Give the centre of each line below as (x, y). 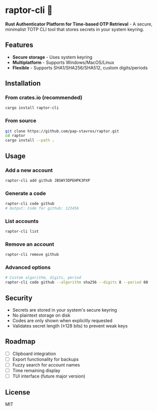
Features (19, 45)
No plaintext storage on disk (41, 315)
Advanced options (28, 268)
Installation (23, 84)
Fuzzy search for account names (46, 365)
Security (19, 298)
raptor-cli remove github (32, 255)
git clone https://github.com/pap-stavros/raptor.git (62, 131)
